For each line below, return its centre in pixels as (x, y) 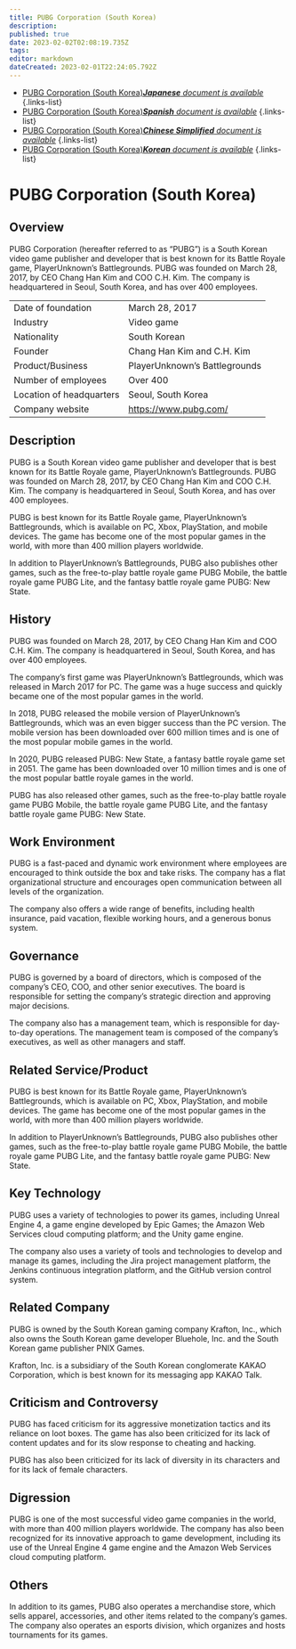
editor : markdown (41, 59)
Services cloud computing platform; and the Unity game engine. (127, 1234)
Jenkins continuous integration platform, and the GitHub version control (140, 1269)
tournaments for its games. (59, 1635)
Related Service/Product (79, 1070)
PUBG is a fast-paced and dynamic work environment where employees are (148, 863)
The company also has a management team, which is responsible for (135, 1023)
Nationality (36, 337)
